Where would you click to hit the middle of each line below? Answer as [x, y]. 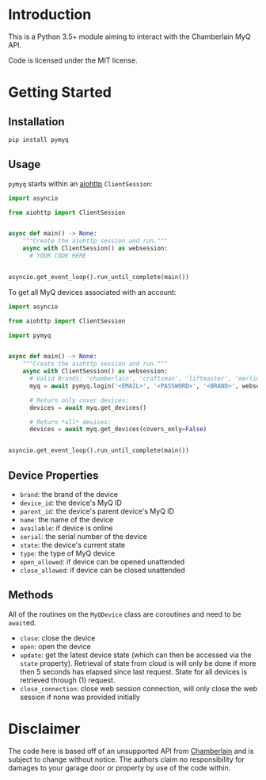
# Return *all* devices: [70, 422]
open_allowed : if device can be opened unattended [102, 561]
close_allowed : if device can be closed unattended [103, 570]
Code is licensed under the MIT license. [73, 60]
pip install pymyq [38, 140]
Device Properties [53, 475]
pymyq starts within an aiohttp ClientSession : [80, 183]
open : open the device [55, 646]
